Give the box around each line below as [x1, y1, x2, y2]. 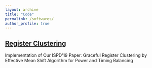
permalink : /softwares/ [5, 16, 54, 21]
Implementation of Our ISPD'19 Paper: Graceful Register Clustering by [5, 52, 147, 58]
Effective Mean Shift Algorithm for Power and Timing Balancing [5, 58, 133, 64]
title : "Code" [5, 12, 35, 17]
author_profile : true [5, 21, 50, 26]
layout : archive [5, 7, 38, 12]
